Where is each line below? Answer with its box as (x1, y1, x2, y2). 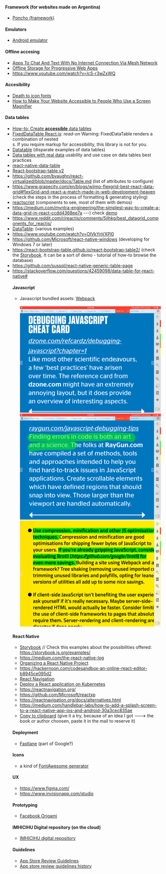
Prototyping (12, 802, 38, 808)
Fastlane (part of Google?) (19, 741, 73, 747)
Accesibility (5, 82, 31, 88)
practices (12, 157, 32, 163)
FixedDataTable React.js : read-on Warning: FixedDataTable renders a (12, 131, 153, 137)
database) (12, 257, 33, 263)
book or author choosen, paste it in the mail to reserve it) (19, 718, 136, 724)
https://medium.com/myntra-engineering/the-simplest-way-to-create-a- (12, 205, 161, 211)
